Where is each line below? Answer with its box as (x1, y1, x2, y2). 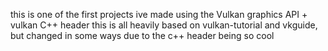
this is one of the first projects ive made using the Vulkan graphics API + (10, 9, 308, 20)
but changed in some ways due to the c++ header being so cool (10, 30, 275, 41)
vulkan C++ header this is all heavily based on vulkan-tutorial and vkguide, (10, 19, 318, 31)
